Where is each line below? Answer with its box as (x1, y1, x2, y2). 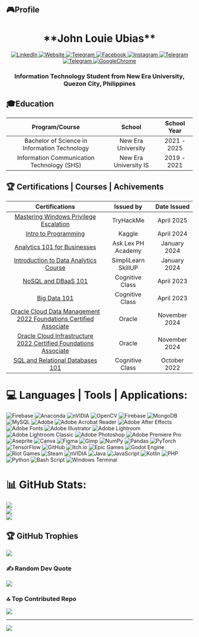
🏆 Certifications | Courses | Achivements (6, 182, 164, 192)
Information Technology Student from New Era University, (14, 72, 185, 81)
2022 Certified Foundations (17, 339, 94, 347)
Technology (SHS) (30, 161, 82, 169)
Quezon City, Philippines (63, 79, 136, 88)
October (161, 356, 184, 364)
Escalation (40, 220, 70, 228)
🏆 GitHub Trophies (6, 531, 79, 541)
